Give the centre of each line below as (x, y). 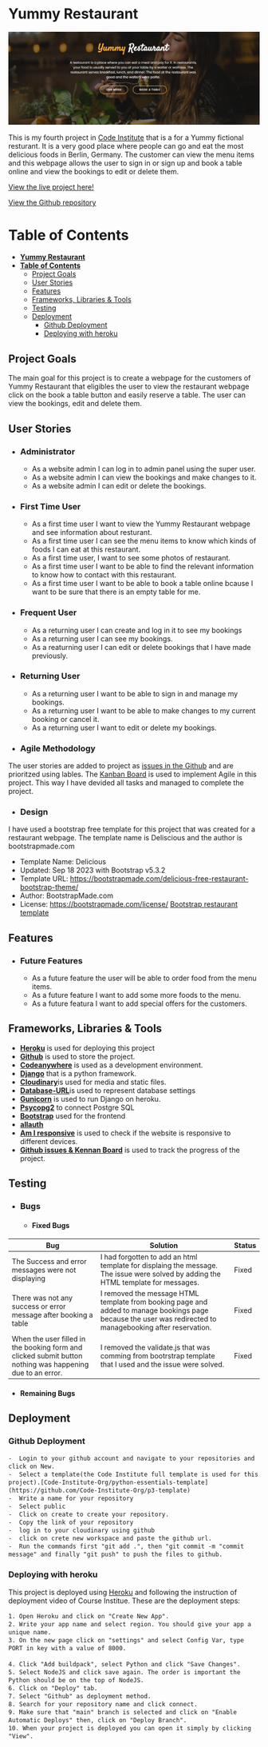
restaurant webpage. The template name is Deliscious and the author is (126, 838)
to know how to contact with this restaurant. (104, 575)
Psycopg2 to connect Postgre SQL (77, 1107)
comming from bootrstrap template (158, 1355)
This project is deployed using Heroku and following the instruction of (123, 1592)
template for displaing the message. (159, 1266)
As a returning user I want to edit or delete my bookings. (124, 728)
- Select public (37, 1507)
